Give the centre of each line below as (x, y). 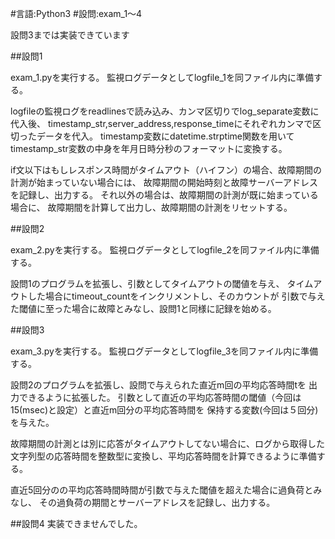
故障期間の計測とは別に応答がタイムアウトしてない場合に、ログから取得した (167, 443)
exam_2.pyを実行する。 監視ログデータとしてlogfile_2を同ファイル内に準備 (165, 250)
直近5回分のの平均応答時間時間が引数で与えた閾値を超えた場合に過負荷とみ (166, 490)
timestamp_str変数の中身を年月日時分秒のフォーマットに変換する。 (149, 148)
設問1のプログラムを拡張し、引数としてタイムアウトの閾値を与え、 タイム (162, 283)
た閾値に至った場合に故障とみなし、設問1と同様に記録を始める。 (143, 308)
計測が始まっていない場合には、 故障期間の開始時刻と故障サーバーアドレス (164, 182)
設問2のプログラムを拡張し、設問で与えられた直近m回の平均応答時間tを (158, 385)
